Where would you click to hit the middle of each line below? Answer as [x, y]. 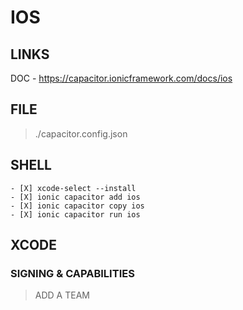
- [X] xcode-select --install [73, 188]
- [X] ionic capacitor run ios [75, 214]
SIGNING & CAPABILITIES [72, 273]
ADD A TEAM [62, 295]
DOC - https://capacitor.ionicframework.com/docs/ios [121, 78]
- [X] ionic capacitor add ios [75, 197]
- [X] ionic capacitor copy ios [77, 206]
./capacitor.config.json [81, 133]
